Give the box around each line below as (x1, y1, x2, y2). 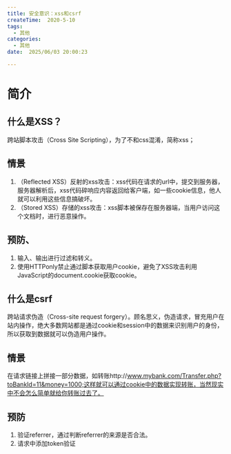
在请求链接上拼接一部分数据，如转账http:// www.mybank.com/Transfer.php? (7, 372, 222, 380)
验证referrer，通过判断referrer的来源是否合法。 (17, 431, 152, 439)
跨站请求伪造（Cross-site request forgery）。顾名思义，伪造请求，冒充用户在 (7, 313, 225, 321)
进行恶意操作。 (47, 212, 90, 220)
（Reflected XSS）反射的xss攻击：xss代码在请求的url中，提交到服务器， (17, 177, 224, 186)
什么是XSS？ (7, 116, 62, 128)
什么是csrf (7, 293, 53, 304)
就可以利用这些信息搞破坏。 (17, 195, 97, 203)
